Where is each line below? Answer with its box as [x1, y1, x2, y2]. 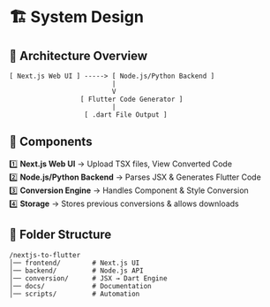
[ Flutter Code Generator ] [79, 95, 184, 104]
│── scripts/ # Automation [9, 289, 140, 298]
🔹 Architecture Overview [9, 48, 148, 63]
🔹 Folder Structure [9, 227, 112, 242]
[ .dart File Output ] [84, 111, 168, 119]
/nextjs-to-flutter [9, 250, 81, 259]
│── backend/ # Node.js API [9, 266, 144, 275]
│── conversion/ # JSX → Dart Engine [9, 273, 168, 283]
